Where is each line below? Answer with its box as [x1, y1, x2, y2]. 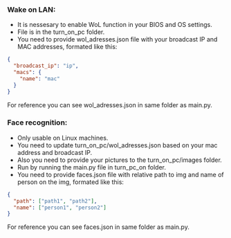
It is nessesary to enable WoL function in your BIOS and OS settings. [17, 21, 212, 29]
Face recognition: [7, 118, 68, 127]
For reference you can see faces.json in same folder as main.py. [7, 223, 190, 231]
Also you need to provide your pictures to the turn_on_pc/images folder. [17, 156, 223, 164]
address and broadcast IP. [17, 148, 93, 156]
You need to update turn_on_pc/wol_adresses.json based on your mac [17, 140, 218, 149]
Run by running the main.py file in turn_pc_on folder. [17, 163, 166, 171]
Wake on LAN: [7, 5, 56, 15]
